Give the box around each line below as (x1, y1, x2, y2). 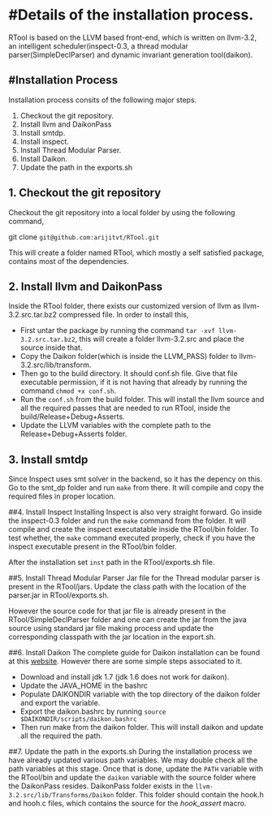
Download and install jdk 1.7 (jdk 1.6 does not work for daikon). (19, 672, 230, 682)
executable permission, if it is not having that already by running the (19, 378, 248, 387)
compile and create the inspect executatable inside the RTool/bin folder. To (8, 525, 259, 534)
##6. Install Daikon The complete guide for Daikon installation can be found (8, 648, 261, 658)
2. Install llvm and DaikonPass (8, 279, 163, 293)
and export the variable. (19, 698, 101, 708)
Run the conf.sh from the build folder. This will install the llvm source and (19, 395, 265, 404)
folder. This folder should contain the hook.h (115, 790, 264, 800)
